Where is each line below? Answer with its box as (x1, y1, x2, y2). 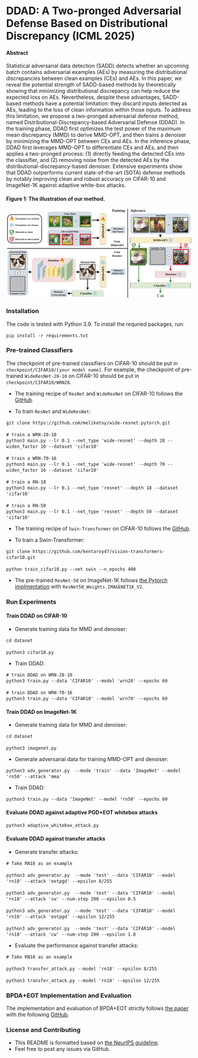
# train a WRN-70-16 (6, 455, 57, 461)
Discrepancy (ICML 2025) (6, 30, 135, 43)
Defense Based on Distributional (6, 17, 168, 30)
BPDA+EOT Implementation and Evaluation (6, 991, 132, 999)
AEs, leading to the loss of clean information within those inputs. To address (6, 106, 191, 114)
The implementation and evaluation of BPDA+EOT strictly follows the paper (6, 1004, 189, 1012)
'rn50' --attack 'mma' (6, 774, 62, 780)
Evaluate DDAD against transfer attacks (6, 835, 106, 842)
